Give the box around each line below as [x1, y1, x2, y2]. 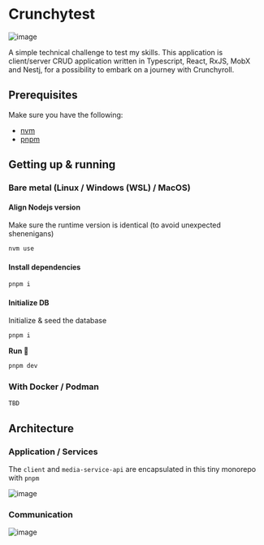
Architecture [8, 422, 75, 435]
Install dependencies [8, 262, 81, 272]
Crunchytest [8, 5, 96, 24]
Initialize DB [8, 297, 50, 307]
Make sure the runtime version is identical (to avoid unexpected [8, 220, 222, 230]
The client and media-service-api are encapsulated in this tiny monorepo [8, 465, 257, 474]
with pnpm [8, 473, 40, 483]
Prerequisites [8, 89, 78, 102]
